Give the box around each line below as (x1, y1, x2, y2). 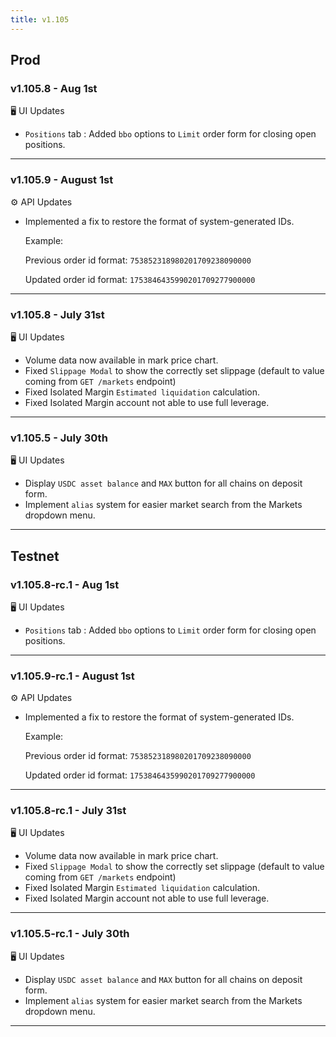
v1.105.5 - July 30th (10, 431, 108, 445)
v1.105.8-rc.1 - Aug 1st (10, 577, 120, 591)
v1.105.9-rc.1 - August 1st (10, 669, 135, 683)
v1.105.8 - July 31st (10, 307, 105, 321)
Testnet (10, 547, 60, 565)
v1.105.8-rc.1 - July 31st (10, 804, 127, 818)
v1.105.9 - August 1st (10, 173, 114, 187)
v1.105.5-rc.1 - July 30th (10, 927, 130, 941)
